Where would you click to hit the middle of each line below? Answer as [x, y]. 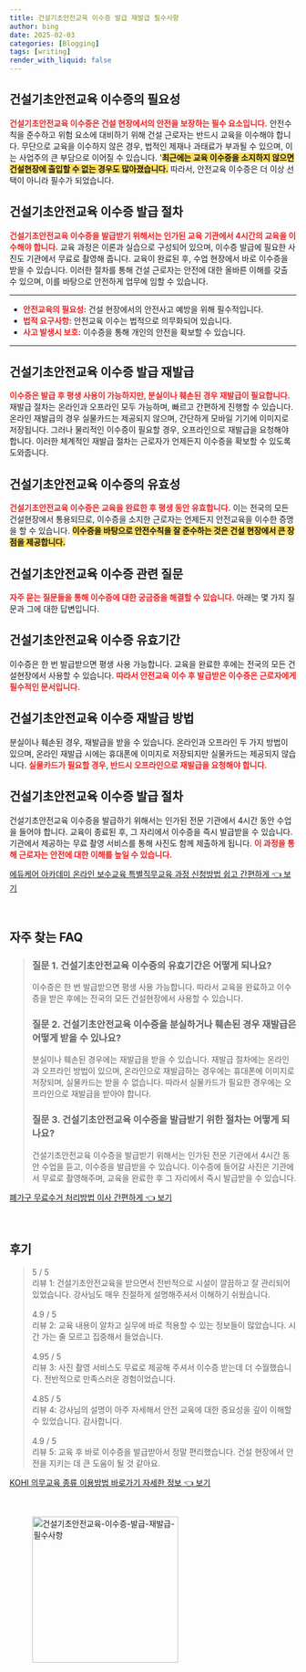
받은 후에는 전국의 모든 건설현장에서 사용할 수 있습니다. [146, 998]
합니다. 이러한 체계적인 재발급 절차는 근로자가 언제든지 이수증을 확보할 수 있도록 [150, 441]
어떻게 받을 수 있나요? [76, 1039]
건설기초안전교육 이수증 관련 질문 [97, 574]
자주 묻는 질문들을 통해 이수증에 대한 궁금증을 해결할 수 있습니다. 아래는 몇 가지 [148, 598]
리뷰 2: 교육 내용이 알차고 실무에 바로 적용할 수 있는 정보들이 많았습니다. [159, 1325]
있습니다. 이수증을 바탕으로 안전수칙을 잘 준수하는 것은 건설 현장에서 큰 [162, 531]
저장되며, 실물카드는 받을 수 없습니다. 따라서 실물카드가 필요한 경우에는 [157, 1082]
